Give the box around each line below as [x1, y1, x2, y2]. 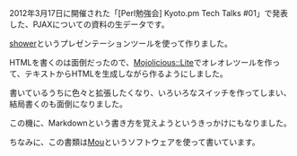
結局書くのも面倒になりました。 [9, 99, 127, 109]
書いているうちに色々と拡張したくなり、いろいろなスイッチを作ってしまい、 [9, 88, 292, 98]
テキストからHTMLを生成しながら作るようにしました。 [24, 68, 228, 79]
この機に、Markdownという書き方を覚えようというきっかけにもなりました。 [9, 117, 292, 128]
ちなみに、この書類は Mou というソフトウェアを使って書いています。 [9, 137, 260, 147]
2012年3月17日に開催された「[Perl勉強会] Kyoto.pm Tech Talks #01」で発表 [9, 8, 289, 18]
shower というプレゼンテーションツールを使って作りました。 [9, 39, 233, 48]
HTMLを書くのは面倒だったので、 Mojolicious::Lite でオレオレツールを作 [9, 57, 273, 67]
